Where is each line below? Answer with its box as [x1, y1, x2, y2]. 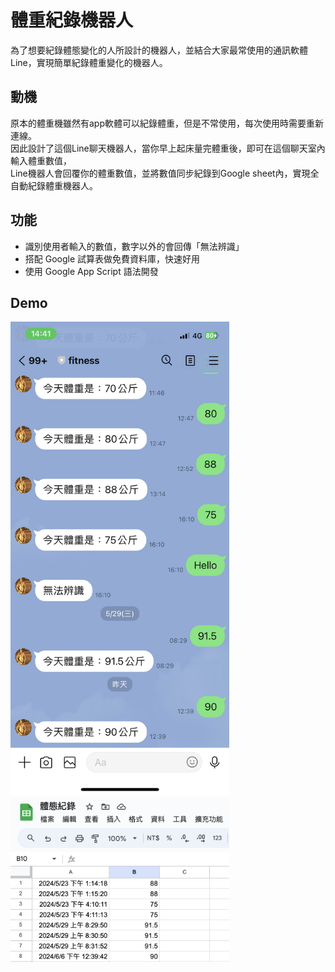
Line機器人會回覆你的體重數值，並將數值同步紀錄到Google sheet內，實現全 [10, 167, 320, 179]
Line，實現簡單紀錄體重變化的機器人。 [10, 56, 168, 68]
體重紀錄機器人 [10, 9, 134, 32]
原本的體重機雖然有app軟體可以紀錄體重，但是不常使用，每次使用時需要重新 [10, 117, 325, 129]
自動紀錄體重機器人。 [10, 179, 98, 191]
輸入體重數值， [10, 154, 72, 166]
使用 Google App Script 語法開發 [24, 265, 159, 277]
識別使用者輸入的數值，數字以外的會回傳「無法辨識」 [24, 240, 245, 252]
